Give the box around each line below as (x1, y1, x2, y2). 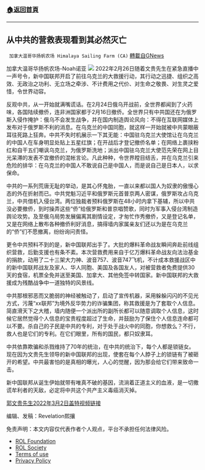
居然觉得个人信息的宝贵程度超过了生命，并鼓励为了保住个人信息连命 (16, 315, 188, 322)
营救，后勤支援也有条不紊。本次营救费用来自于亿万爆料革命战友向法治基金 (11, 249, 199, 256)
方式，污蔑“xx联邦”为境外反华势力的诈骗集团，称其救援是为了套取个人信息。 (6, 300, 199, 307)
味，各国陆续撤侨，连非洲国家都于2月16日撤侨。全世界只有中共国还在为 (6, 109, 186, 116)
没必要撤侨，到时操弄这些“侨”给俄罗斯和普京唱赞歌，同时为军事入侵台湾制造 (6, 205, 198, 213)
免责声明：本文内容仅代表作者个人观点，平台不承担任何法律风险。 (6, 425, 172, 433)
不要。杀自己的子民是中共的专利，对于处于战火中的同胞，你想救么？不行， (11, 322, 199, 330)
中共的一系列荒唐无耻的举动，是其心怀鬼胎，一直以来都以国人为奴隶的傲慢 (6, 182, 193, 190)
